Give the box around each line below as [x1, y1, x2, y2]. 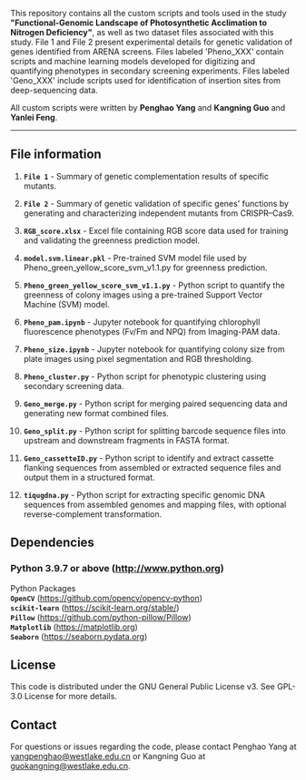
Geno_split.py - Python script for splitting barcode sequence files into [23, 425, 286, 436]
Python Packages [10, 582, 76, 593]
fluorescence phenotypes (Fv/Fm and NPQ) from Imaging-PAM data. [23, 326, 281, 336]
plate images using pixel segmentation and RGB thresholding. [23, 353, 253, 364]
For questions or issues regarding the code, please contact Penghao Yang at [10, 741, 297, 752]
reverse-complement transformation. [23, 508, 163, 520]
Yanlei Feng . [10, 112, 58, 122]
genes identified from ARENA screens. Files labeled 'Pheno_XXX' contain [10, 46, 284, 57]
